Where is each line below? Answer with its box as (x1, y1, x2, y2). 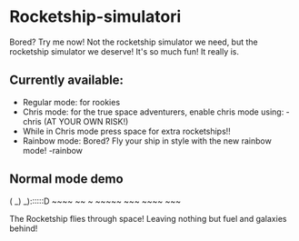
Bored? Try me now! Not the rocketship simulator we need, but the (9, 36, 259, 47)
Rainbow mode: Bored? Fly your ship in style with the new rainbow (22, 135, 273, 146)
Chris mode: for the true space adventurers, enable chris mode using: (22, 106, 284, 117)
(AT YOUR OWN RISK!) (44, 115, 129, 126)
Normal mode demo (9, 171, 125, 187)
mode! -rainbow (22, 145, 84, 156)
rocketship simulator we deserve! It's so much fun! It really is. (9, 45, 239, 56)
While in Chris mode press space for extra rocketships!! (22, 126, 232, 136)
